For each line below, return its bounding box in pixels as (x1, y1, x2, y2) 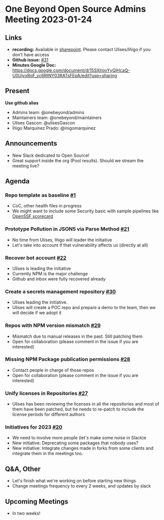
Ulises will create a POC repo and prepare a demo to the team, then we (12, 305, 156, 311)
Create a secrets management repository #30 (5, 288, 116, 295)
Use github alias (5, 100, 39, 106)
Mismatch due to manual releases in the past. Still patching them (12, 333, 143, 339)
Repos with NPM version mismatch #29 (5, 322, 101, 329)
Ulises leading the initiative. (12, 299, 68, 305)
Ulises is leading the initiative (12, 265, 71, 271)
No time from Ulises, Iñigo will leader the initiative (12, 237, 112, 243)
